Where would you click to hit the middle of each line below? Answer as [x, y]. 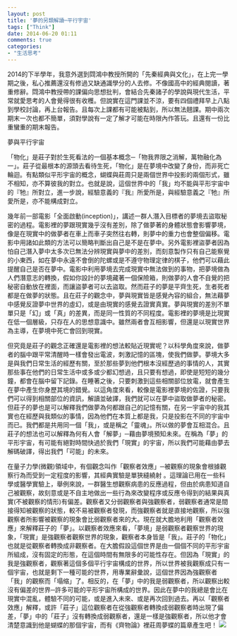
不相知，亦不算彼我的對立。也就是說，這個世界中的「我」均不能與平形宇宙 [115, 183]
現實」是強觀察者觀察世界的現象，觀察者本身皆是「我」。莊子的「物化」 [126, 537]
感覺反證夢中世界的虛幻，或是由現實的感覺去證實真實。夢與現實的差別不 [118, 304]
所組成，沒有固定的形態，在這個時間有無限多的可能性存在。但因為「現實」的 [119, 554]
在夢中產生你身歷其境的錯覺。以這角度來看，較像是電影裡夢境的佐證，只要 [115, 389]
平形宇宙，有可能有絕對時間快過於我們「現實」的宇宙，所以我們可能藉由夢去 [119, 442]
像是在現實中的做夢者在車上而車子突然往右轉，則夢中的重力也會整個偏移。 [115, 233]
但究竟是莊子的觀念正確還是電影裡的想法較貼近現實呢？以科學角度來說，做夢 [119, 345]
